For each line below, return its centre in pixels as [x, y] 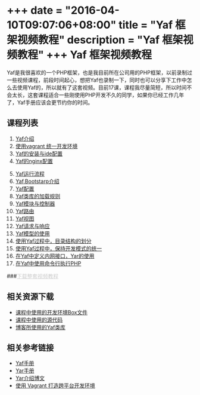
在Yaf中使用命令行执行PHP [48, 263]
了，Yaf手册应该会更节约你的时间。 [50, 102]
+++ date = [35, 10]
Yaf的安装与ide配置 [39, 154]
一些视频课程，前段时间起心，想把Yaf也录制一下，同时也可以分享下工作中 [97, 80]
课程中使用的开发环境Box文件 [51, 312]
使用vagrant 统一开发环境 [46, 146]
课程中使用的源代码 [39, 320]
